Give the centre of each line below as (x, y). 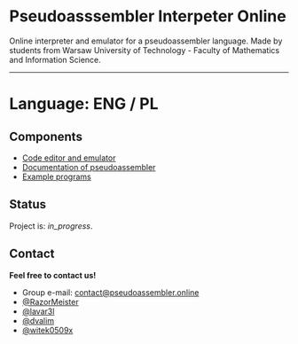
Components (46, 136)
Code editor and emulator (69, 158)
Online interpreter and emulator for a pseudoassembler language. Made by (146, 41)
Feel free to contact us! (53, 275)
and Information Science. (55, 59)
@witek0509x (47, 330)
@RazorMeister (50, 301)
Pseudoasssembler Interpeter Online (148, 16)
